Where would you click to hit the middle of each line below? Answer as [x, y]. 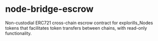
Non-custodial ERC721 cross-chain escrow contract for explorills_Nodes [79, 23]
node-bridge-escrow [49, 9]
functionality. [19, 33]
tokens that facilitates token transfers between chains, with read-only [76, 28]
